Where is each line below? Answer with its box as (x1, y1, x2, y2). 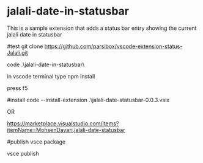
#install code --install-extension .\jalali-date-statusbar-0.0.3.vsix (7, 96, 170, 103)
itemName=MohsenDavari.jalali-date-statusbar (7, 126, 125, 133)
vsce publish (7, 150, 39, 157)
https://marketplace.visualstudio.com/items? (7, 120, 119, 127)
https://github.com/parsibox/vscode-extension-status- (44, 43, 183, 50)
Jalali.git (7, 49, 28, 56)
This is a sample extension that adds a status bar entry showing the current (7, 24, 197, 32)
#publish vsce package (7, 138, 66, 145)
